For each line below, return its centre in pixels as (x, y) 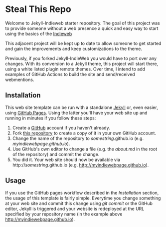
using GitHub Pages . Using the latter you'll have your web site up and (76, 112)
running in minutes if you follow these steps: (51, 118)
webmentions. (20, 79)
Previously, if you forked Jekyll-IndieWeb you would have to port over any (81, 58)
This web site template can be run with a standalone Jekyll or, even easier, (82, 107)
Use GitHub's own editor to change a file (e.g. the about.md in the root (85, 149)
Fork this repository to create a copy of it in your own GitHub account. (84, 133)
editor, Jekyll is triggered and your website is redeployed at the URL (75, 208)
